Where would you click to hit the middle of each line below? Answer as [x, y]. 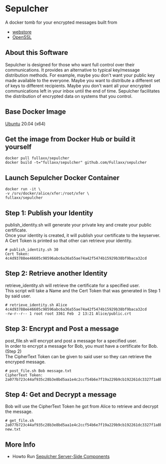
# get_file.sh [20, 421]
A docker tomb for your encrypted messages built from [61, 22]
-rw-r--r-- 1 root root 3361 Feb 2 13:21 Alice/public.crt [68, 314]
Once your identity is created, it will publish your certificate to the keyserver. [83, 235]
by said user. [18, 296]
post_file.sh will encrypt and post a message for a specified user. [71, 341]
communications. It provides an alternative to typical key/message [72, 70]
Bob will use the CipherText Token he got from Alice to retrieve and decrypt [82, 407]
